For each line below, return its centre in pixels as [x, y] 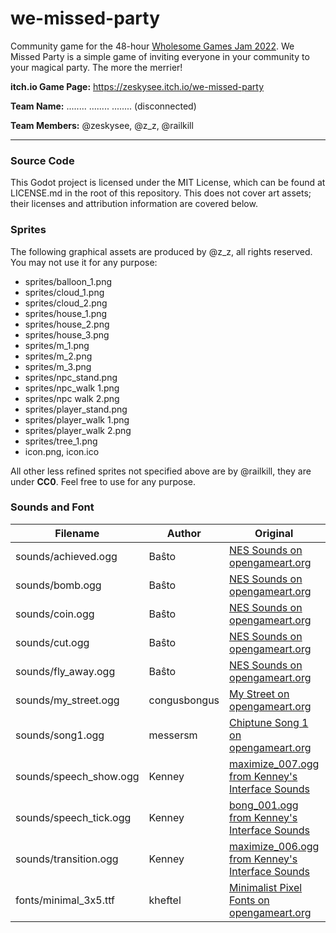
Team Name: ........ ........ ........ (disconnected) [103, 106]
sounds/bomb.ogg [58, 585]
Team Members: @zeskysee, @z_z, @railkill [102, 125]
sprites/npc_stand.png [71, 377]
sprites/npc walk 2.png [72, 398]
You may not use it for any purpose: [84, 262]
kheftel [165, 900]
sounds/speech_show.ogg [77, 776]
